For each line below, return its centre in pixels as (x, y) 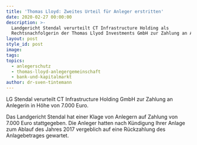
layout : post (22, 39)
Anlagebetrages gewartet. (38, 135)
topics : (16, 60)
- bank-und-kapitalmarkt (42, 77)
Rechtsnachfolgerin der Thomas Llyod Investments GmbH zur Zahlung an (99, 33)
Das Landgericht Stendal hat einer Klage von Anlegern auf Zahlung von (92, 117)
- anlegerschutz (31, 66)
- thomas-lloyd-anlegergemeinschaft (56, 72)
